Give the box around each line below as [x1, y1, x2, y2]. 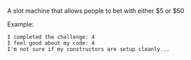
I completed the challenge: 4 [7, 33, 95, 40]
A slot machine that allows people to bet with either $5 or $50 [7, 7, 185, 15]
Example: [7, 20, 34, 28]
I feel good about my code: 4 [7, 40, 95, 47]
